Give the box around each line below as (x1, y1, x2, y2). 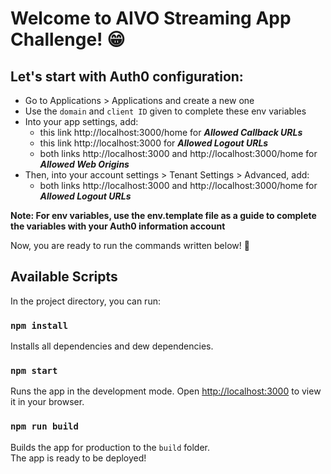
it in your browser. (10, 396, 85, 408)
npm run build (10, 421, 79, 432)
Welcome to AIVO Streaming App (10, 7, 292, 30)
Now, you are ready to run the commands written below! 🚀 (10, 240, 250, 251)
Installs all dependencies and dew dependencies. (10, 340, 214, 352)
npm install (10, 320, 69, 331)
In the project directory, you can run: (10, 295, 161, 307)
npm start (10, 365, 58, 377)
